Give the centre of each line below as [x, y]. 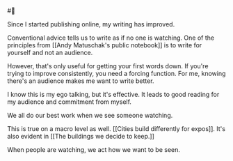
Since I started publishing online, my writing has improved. [91, 24]
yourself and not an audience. [50, 53]
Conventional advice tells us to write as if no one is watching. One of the [111, 38]
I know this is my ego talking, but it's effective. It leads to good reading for [113, 94]
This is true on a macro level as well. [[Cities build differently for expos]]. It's [116, 129]
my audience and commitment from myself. [70, 102]
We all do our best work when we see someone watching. [90, 115]
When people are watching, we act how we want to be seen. [94, 149]
